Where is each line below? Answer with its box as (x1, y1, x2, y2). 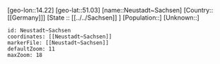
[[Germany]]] (7, 13, 46, 22)
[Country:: (183, 6, 214, 14)
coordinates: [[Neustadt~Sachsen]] (7, 33, 112, 40)
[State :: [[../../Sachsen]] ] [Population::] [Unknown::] (47, 13, 199, 22)
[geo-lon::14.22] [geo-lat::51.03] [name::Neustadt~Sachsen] (7, 6, 183, 14)
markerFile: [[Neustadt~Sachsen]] (7, 39, 110, 46)
